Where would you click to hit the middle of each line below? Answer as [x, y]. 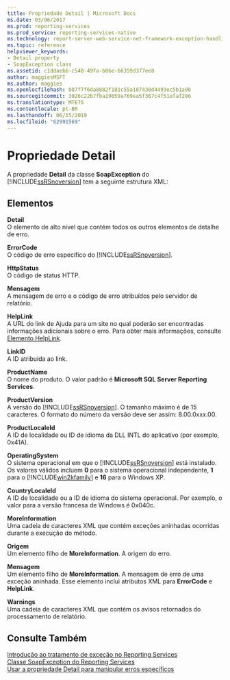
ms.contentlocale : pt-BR [42, 109]
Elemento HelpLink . [35, 338]
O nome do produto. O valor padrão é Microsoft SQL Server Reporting [107, 379]
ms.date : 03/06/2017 [37, 20]
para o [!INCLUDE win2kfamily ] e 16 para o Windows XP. [86, 477]
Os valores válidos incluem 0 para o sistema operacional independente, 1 [110, 470]
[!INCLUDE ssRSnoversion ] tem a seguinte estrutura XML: [88, 181]
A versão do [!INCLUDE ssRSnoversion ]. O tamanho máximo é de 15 [102, 407]
